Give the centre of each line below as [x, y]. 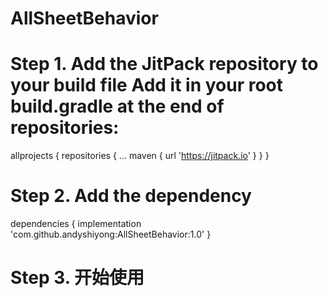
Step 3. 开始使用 [77, 278]
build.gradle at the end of [117, 106]
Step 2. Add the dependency [131, 196]
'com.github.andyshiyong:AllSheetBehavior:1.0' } [111, 234]
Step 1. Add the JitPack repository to [164, 64]
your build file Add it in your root [147, 85]
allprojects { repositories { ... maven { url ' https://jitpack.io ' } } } [140, 156]
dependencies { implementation [76, 224]
